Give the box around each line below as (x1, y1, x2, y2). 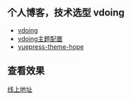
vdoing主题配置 (17, 34, 63, 43)
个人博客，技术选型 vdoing (7, 6, 125, 19)
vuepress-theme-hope (17, 42, 84, 51)
